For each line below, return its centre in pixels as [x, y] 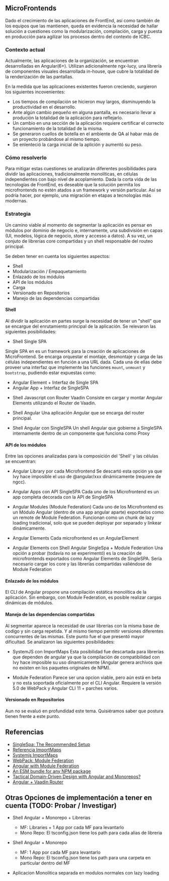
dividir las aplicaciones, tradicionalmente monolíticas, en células [72, 174]
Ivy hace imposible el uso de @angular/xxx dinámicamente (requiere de [87, 477]
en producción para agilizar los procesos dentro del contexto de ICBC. [78, 36]
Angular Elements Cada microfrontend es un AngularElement [76, 538]
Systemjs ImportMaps [35, 755]
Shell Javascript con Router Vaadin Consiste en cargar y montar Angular [87, 397]
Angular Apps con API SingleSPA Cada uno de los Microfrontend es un [86, 492]
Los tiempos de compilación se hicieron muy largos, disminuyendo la [84, 102]
